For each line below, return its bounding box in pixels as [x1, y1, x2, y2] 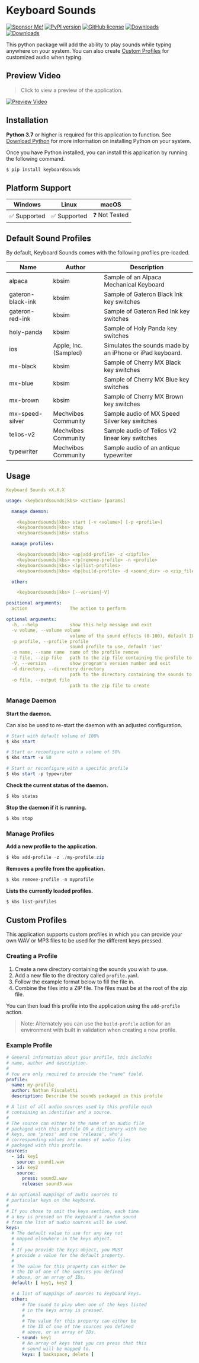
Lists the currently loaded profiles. [6, 887, 94, 894]
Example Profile [6, 1041, 53, 1049]
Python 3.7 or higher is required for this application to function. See [6, 131, 172, 138]
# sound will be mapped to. [21, 1346, 92, 1352]
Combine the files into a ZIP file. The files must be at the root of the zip [14, 984, 188, 991]
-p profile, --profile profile [11, 638, 89, 644]
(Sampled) [53, 349, 83, 357]
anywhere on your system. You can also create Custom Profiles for [6, 47, 169, 54]
